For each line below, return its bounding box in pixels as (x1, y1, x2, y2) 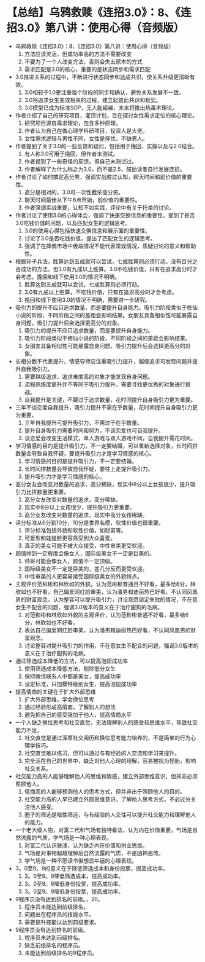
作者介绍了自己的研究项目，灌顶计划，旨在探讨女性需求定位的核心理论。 (15, 111, 198, 119)
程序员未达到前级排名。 (24, 934, 84, 941)
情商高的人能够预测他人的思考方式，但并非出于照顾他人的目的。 (24, 787, 185, 795)
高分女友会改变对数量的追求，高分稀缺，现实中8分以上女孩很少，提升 (15, 480, 191, 487)
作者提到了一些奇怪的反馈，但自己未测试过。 (24, 157, 138, 165)
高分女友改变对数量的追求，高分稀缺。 (24, 495, 121, 503)
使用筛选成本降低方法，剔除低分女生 (24, 664, 116, 672)
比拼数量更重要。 (26, 488, 69, 495)
